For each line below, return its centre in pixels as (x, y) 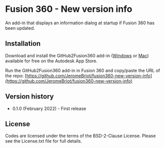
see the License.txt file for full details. (44, 141)
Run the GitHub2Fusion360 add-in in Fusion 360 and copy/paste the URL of (83, 70)
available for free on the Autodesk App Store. (51, 61)
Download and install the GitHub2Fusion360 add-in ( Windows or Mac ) (77, 55)
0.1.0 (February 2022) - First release (49, 108)
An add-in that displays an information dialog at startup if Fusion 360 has (80, 23)
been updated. (20, 28)
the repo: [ (16, 76)
